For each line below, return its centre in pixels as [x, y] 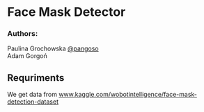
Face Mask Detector [66, 12]
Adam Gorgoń [27, 56]
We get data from [32, 95]
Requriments [36, 78]
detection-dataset [33, 102]
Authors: [23, 34]
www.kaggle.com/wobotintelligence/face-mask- [128, 95]
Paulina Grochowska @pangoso [53, 48]
